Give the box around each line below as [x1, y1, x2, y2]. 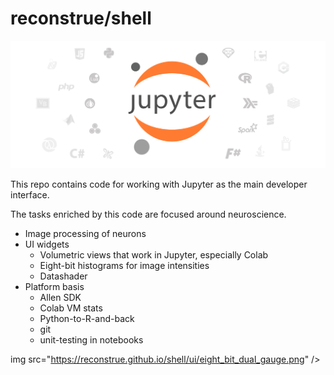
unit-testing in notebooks [39, 334, 144, 346]
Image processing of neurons [24, 228, 147, 240]
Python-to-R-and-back [39, 313, 135, 325]
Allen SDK [39, 292, 82, 304]
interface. [10, 189, 50, 201]
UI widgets [24, 238, 70, 251]
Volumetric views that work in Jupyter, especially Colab [39, 249, 269, 261]
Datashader [39, 270, 88, 282]
